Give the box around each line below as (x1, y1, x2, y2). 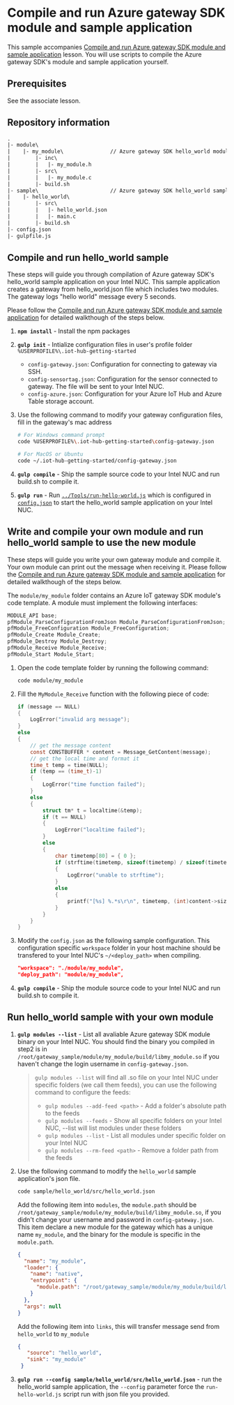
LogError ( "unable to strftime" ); (67, 872, 165, 879)
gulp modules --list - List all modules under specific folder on (45, 1131, 226, 1139)
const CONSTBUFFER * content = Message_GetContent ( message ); (30, 748, 211, 755)
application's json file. (17, 1174, 81, 1182)
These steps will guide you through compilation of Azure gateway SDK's (7, 270, 214, 278)
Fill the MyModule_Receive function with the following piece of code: (17, 690, 210, 698)
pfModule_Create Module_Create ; (7, 632, 101, 639)
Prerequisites (7, 78, 67, 90)
